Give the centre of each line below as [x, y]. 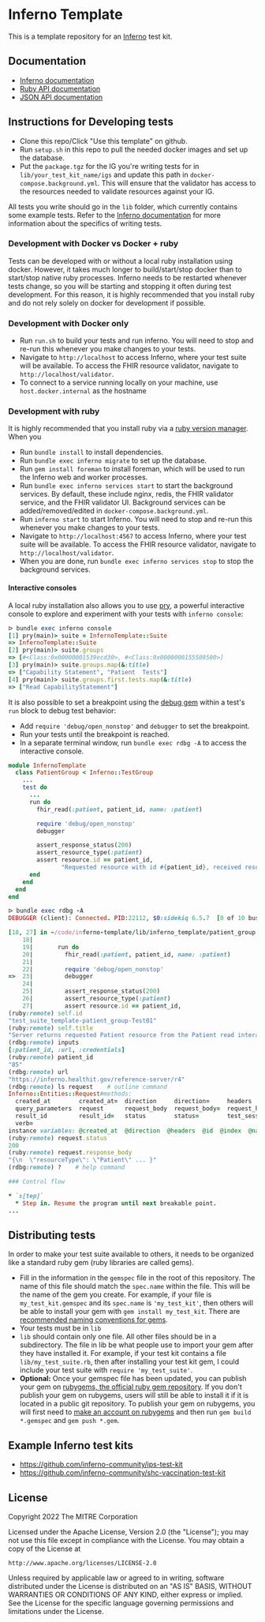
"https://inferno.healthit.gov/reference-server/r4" [97, 1079]
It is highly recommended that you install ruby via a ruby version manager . [128, 429]
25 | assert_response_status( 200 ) [91, 991]
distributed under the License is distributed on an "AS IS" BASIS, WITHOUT [130, 1586]
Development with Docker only [69, 323]
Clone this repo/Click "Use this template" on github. [103, 141]
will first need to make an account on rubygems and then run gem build [135, 1412]
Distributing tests [52, 1235]
